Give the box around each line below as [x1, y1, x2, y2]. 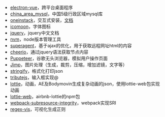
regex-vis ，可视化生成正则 [10, 106, 66, 112]
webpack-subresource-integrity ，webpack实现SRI [10, 100, 117, 106]
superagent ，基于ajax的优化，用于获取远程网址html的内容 [10, 43, 132, 48]
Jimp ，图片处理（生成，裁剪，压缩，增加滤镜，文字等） [10, 62, 128, 68]
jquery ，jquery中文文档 [10, 30, 59, 36]
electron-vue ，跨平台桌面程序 [10, 5, 73, 10]
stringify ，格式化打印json [10, 68, 63, 74]
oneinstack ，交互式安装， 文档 [10, 17, 74, 23]
